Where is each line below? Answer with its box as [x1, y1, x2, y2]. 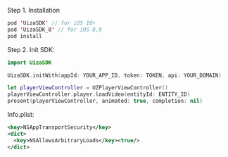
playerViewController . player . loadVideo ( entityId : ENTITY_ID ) [7, 91, 191, 98]
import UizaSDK [7, 59, 52, 66]
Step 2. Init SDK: [7, 45, 55, 54]
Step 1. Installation [7, 6, 60, 14]
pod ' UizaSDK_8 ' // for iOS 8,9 [7, 26, 102, 33]
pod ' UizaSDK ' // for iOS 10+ [7, 20, 96, 27]
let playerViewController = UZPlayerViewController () [7, 84, 169, 92]
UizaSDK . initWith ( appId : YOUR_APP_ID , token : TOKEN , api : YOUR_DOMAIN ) [7, 72, 222, 79]
